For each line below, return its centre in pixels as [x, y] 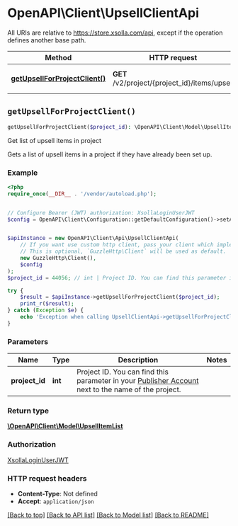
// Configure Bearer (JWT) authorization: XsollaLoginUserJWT [101, 213]
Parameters [28, 341]
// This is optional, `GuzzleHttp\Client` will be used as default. [123, 252]
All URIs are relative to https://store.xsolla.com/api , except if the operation [115, 33]
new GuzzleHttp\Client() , [58, 258]
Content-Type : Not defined [57, 493]
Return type [28, 411]
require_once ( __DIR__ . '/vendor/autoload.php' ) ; [82, 194]
